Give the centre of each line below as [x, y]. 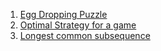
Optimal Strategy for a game [78, 25]
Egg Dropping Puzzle [63, 14]
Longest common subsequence [85, 35]
